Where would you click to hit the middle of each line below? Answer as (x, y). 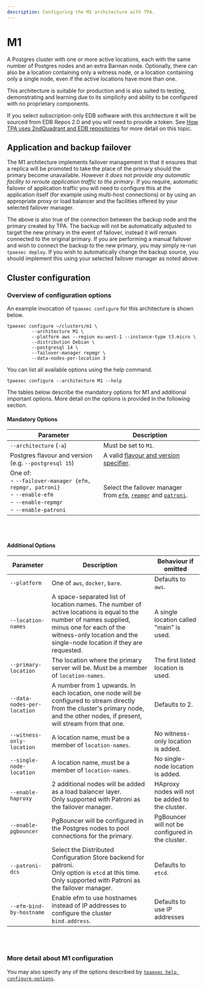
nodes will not (174, 792)
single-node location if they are (97, 643)
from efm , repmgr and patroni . (146, 495)
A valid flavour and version (142, 455)
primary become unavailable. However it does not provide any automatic (99, 175)
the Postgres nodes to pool (90, 828)
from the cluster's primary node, (98, 709)
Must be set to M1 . (129, 446)
